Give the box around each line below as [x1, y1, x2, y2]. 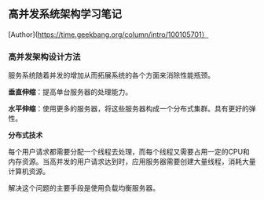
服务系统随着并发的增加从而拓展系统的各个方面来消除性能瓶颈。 [8, 71, 214, 80]
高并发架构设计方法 [8, 51, 81, 62]
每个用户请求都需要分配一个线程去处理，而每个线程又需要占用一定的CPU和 [8, 147, 250, 157]
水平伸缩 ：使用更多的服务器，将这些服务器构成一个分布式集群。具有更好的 [8, 104, 249, 114]
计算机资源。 [8, 167, 49, 176]
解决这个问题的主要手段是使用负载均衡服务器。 [8, 184, 159, 193]
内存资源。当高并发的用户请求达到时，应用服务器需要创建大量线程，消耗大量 [8, 157, 256, 166]
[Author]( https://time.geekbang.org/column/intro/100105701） [8, 30, 209, 39]
